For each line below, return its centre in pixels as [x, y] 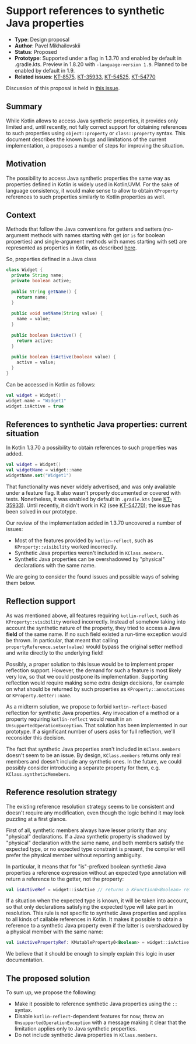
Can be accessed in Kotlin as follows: [51, 384]
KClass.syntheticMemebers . [38, 773]
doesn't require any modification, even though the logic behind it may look [95, 813]
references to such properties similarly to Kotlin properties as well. [86, 197]
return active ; [35, 341]
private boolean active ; [41, 281]
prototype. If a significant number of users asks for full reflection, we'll [91, 731]
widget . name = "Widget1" [36, 401]
